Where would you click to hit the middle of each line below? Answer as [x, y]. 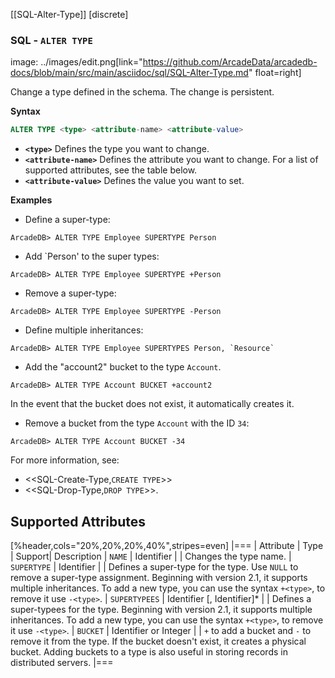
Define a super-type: [67, 220]
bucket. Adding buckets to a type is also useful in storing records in [149, 651]
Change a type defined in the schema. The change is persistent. [142, 92]
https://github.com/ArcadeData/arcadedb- [230, 62]
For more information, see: [65, 460]
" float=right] [275, 73]
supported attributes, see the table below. [111, 170]
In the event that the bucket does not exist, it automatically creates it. [152, 404]
